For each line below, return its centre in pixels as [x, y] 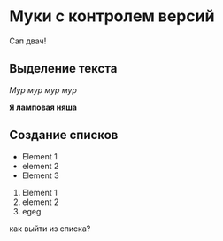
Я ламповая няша [43, 107]
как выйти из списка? [50, 229]
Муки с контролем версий [112, 16]
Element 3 [40, 175]
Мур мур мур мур [43, 89]
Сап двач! [28, 41]
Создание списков [64, 135]
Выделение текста [63, 69]
